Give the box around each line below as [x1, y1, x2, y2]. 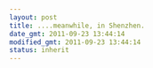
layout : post [9, 12, 58, 22]
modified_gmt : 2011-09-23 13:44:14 [9, 37, 141, 47]
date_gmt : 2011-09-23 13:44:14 [9, 29, 125, 38]
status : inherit [9, 46, 69, 55]
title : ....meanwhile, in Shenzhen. [9, 21, 145, 30]
